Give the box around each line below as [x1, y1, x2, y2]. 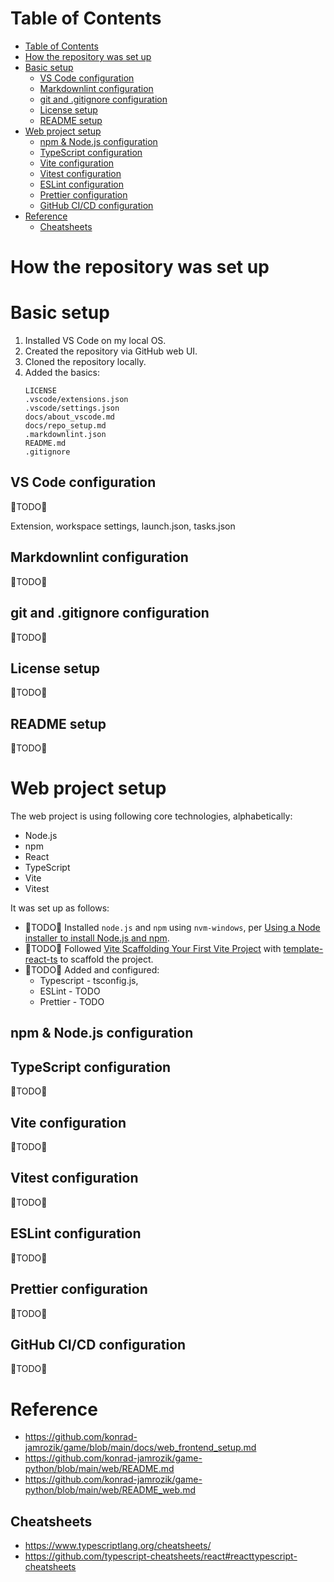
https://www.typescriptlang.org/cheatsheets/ [24, 1540, 212, 1552]
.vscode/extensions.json [24, 395, 129, 405]
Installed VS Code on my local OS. [24, 335, 167, 347]
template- [283, 943, 324, 955]
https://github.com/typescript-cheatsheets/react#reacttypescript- [24, 1550, 298, 1562]
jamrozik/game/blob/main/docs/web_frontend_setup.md [24, 1442, 257, 1454]
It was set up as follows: [10, 902, 110, 914]
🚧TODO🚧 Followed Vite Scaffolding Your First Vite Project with [24, 943, 282, 955]
